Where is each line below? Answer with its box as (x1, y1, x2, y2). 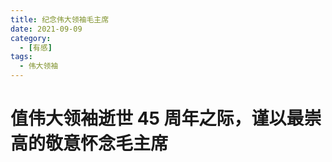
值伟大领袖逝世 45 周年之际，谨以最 (10, 107, 305, 130)
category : (10, 33, 52, 43)
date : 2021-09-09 (10, 24, 83, 34)
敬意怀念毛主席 (45, 132, 169, 155)
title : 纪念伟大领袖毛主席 (10, 14, 110, 25)
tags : (10, 52, 33, 62)
